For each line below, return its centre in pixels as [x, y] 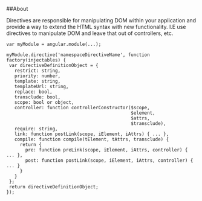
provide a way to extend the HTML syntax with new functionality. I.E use [96, 27]
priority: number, [37, 76]
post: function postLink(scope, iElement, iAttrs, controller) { [109, 161]
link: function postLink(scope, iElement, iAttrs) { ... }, [92, 134]
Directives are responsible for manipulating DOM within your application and [101, 20]
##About [17, 9]
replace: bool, [33, 92]
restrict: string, [37, 71]
